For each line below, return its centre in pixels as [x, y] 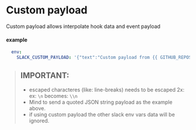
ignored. [39, 121]
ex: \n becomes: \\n [53, 96]
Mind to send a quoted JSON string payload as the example [101, 102]
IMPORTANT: [45, 75]
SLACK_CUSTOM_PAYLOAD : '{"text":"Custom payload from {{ [87, 58]
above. [37, 108]
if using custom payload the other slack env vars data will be [102, 114]
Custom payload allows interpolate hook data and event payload [83, 26]
